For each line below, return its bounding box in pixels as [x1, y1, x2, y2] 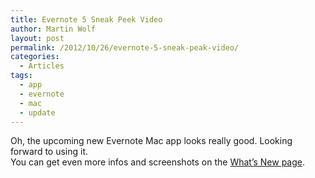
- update [19, 107, 56, 118]
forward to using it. [10, 146, 89, 158]
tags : [10, 71, 33, 81]
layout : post [10, 33, 65, 43]
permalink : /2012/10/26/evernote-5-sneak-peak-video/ [10, 42, 240, 53]
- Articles [19, 61, 65, 71]
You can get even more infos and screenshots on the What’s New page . [10, 156, 306, 168]
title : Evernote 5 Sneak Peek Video [10, 14, 163, 25]
